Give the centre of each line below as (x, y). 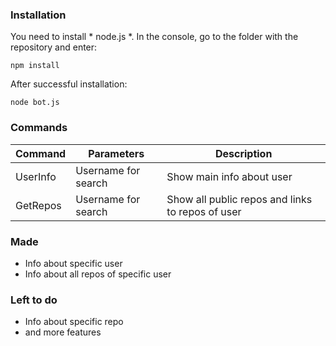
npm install (35, 66)
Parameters (116, 153)
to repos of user (204, 211)
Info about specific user (73, 263)
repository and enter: (54, 47)
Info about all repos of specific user (98, 274)
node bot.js (35, 103)
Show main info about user (229, 176)
